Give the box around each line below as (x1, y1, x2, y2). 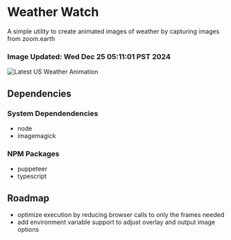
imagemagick (17, 131, 56, 139)
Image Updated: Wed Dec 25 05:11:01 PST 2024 (7, 51, 171, 61)
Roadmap (7, 192, 50, 204)
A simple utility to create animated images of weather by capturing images (7, 27, 220, 35)
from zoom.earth (7, 34, 55, 42)
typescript (17, 172, 47, 180)
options (17, 225, 40, 234)
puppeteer (17, 164, 47, 173)
